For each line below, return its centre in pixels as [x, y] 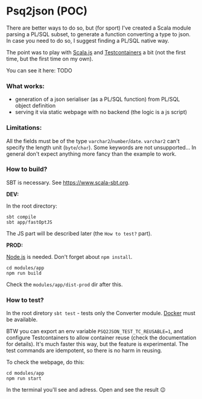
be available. [22, 320]
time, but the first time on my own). [50, 59]
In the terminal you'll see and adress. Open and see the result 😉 [86, 390]
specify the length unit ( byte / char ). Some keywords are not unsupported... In [101, 147]
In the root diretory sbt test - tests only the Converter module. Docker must [101, 313]
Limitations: [24, 128]
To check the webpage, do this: [46, 362]
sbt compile [21, 217]
